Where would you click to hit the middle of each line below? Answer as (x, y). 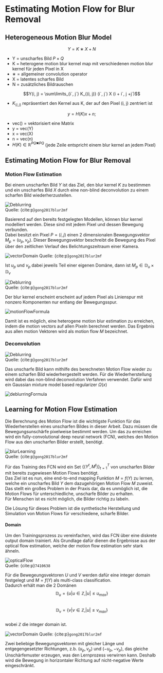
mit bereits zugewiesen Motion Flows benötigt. (52, 473)
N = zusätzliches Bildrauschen (43, 84)
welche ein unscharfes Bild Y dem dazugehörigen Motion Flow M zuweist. (79, 483)
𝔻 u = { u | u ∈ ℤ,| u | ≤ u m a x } (82, 594)
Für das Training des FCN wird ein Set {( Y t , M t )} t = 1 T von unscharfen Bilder (80, 467)
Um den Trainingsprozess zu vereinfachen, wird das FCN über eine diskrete (81, 536)
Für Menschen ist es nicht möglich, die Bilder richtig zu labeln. (67, 499)
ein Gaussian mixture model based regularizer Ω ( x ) (56, 385)
